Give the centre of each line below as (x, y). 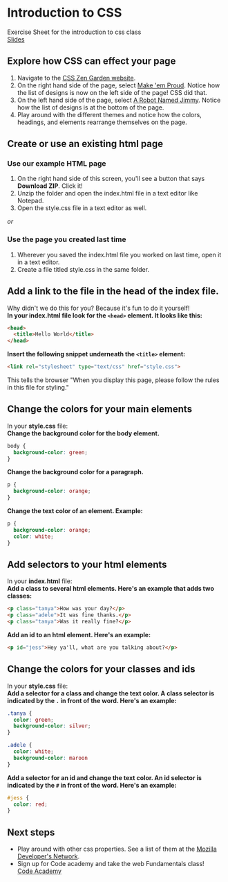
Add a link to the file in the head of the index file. (113, 292)
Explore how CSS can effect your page (92, 61)
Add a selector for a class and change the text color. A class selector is (111, 693)
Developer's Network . (48, 856)
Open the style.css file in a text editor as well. (82, 208)
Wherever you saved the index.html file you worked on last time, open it (119, 254)
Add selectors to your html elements (87, 564)
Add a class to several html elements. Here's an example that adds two (111, 589)
